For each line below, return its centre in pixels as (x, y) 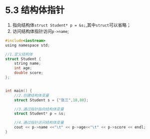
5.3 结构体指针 (35, 10)
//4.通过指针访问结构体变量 (39, 123)
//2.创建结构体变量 (32, 95)
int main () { (19, 91)
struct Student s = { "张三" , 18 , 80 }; (51, 100)
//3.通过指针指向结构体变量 (39, 109)
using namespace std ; (28, 45)
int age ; (23, 68)
